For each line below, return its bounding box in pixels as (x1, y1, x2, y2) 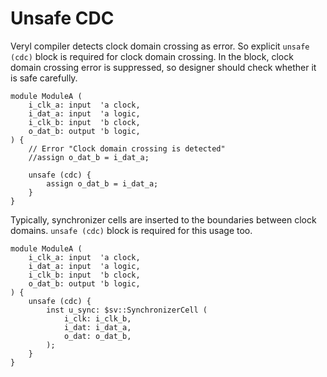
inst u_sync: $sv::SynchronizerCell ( (46, 305, 208, 315)
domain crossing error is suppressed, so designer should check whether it (10, 61, 317, 73)
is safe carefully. (10, 72, 78, 84)
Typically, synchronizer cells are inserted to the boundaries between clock (10, 213, 317, 226)
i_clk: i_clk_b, (63, 313, 132, 324)
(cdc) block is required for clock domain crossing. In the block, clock (10, 50, 294, 62)
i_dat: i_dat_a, (63, 322, 132, 332)
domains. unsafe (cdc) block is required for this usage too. (10, 224, 253, 236)
